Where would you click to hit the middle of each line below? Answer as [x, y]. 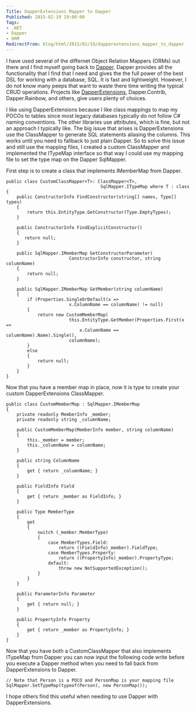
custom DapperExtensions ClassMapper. [55, 393]
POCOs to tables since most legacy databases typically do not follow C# [93, 115]
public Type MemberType [46, 512]
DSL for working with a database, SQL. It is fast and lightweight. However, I [97, 79]
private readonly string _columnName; [64, 420]
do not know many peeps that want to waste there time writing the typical [95, 86]
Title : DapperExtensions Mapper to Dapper [59, 11]
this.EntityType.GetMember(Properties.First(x [126, 320]
